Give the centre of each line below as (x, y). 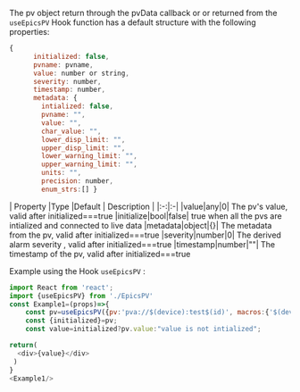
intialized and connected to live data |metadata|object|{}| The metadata (141, 225)
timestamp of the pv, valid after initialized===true (100, 254)
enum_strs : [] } (70, 189)
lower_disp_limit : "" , (83, 139)
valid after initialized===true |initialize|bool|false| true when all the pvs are (146, 216)
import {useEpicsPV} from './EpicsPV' (81, 296)
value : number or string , (81, 73)
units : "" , (62, 173)
